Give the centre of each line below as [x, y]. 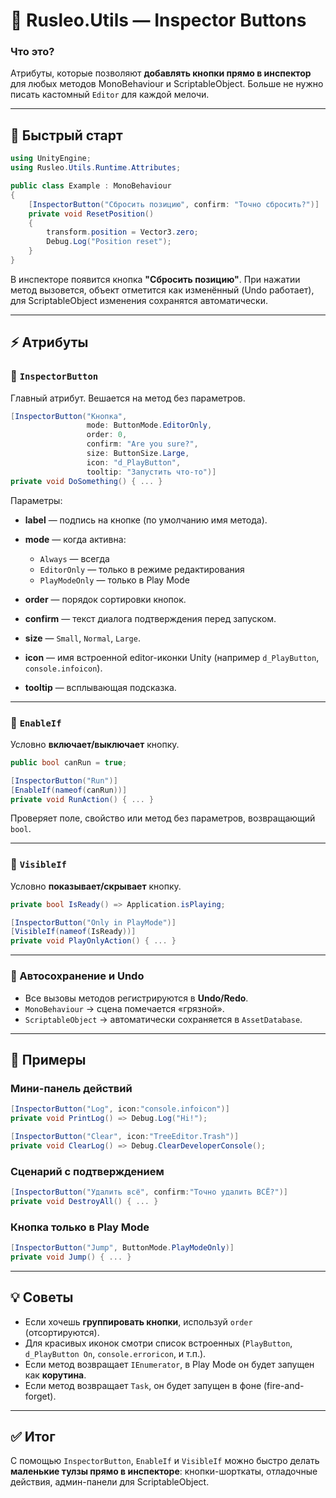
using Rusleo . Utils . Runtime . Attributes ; [96, 168]
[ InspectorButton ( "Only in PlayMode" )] [93, 922]
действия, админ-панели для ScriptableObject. [110, 1482]
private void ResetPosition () [91, 214]
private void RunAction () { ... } [82, 799]
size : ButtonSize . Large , [138, 454]
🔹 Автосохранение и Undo [77, 976]
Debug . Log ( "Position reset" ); [109, 242]
